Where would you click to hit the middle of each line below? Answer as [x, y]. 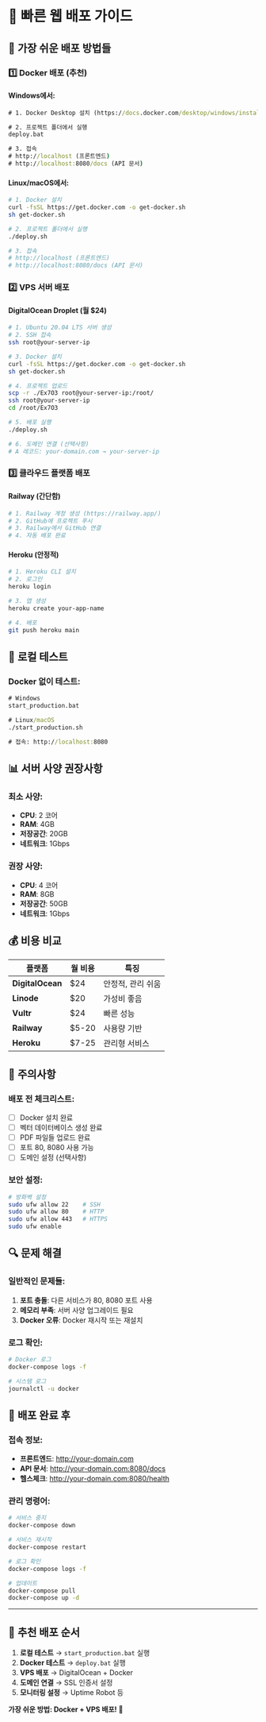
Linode [25, 998]
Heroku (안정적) [34, 554]
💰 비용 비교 [35, 941]
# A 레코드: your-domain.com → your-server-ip [84, 451]
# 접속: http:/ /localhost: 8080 [58, 742]
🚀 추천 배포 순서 [44, 1632]
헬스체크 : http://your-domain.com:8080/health [95, 1479]
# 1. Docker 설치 [35, 200]
